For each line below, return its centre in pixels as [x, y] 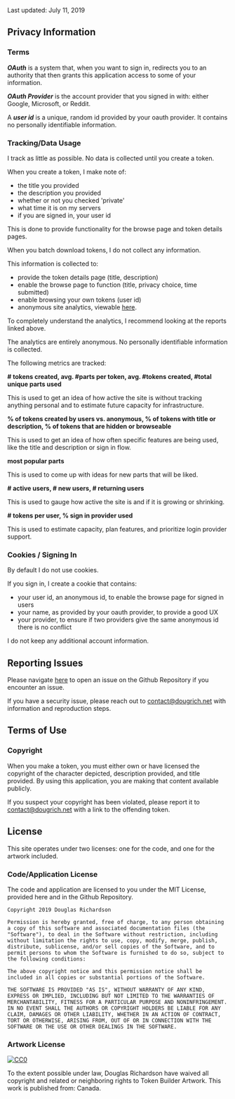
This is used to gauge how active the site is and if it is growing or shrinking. [116, 501]
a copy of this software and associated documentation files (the [106, 928]
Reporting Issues [45, 663]
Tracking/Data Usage [44, 143]
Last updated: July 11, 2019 [46, 10]
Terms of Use [37, 731]
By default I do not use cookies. [53, 570]
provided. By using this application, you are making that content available [113, 780]
